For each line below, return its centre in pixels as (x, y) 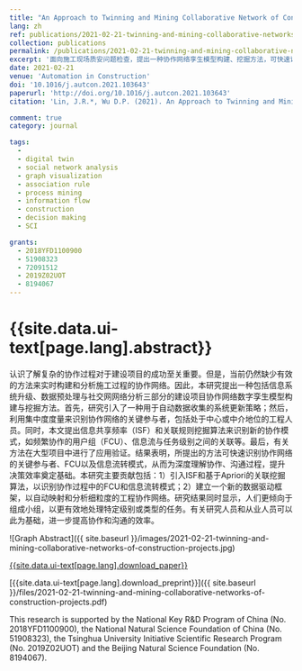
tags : (19, 142)
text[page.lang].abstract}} (111, 348)
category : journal (44, 126)
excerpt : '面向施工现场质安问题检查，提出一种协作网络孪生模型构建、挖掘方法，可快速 (150, 59)
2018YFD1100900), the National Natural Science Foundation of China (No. (146, 629)
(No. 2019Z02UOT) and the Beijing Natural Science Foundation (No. (134, 648)
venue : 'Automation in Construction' (80, 77)
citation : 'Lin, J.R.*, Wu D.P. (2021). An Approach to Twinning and (142, 101)
